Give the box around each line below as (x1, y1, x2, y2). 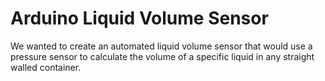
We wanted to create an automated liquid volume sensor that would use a (10, 40, 313, 52)
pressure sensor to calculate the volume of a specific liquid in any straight (10, 50, 315, 62)
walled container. (10, 61, 82, 73)
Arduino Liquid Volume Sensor (10, 7, 269, 30)
